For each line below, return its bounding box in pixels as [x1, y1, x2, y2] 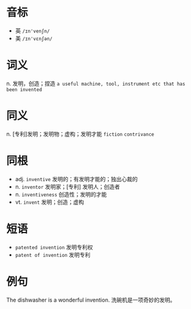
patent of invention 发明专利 [15, 251, 90, 258]
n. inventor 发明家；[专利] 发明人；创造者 [15, 183, 120, 190]
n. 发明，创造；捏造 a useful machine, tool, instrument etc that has [6, 80, 186, 87]
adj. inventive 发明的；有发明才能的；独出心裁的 [15, 175, 138, 182]
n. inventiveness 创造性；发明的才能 [15, 190, 107, 198]
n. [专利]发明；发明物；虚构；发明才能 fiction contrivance [6, 130, 154, 138]
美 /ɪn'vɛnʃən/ [15, 34, 53, 42]
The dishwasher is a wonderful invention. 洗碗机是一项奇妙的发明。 [6, 296, 176, 303]
